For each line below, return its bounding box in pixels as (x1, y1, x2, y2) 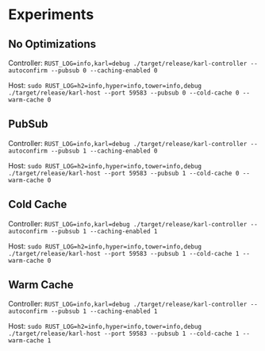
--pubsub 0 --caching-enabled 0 (50, 67, 158, 75)
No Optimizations (8, 37, 97, 51)
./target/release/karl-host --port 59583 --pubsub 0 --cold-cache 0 (8, 89, 240, 97)
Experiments (8, 6, 94, 24)
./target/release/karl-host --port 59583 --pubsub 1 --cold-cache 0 (8, 169, 240, 177)
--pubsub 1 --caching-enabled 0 (50, 147, 158, 155)
